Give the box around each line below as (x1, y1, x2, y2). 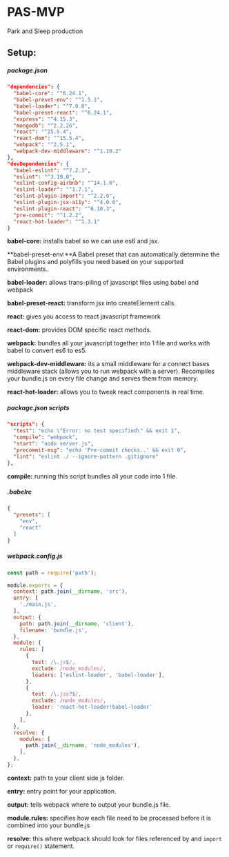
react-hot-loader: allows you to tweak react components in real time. (7, 387, 205, 396)
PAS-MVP (7, 4, 65, 20)
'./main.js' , (19, 601, 57, 608)
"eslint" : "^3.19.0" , (13, 173, 76, 180)
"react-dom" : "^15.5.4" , (13, 135, 85, 142)
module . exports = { (7, 582, 63, 589)
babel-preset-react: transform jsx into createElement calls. (7, 299, 176, 307)
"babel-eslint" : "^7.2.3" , (13, 167, 91, 174)
